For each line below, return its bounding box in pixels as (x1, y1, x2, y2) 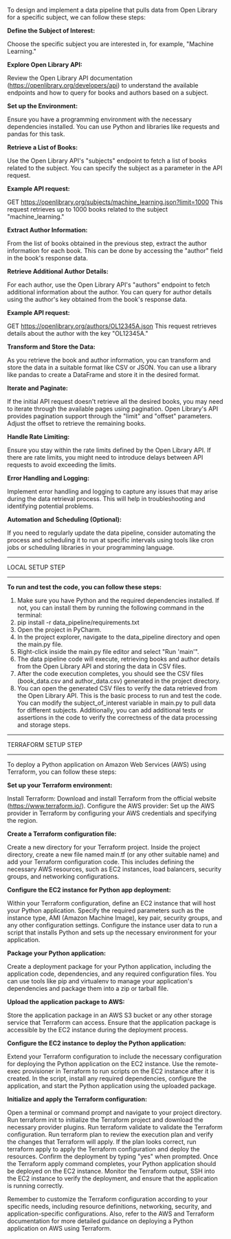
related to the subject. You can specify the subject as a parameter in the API (7, 164, 223, 172)
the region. (7, 817, 38, 824)
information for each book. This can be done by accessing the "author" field (7, 247, 223, 254)
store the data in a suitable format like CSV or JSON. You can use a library (7, 363, 217, 371)
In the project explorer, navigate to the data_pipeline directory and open (16, 633, 221, 641)
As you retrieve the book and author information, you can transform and (7, 356, 211, 364)
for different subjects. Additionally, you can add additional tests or (16, 706, 204, 714)
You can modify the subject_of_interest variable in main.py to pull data (16, 699, 217, 707)
